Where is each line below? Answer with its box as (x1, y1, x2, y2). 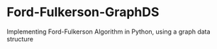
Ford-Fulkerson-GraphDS (6, 4, 160, 20)
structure (6, 34, 33, 43)
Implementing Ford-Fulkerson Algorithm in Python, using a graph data (6, 27, 211, 36)
